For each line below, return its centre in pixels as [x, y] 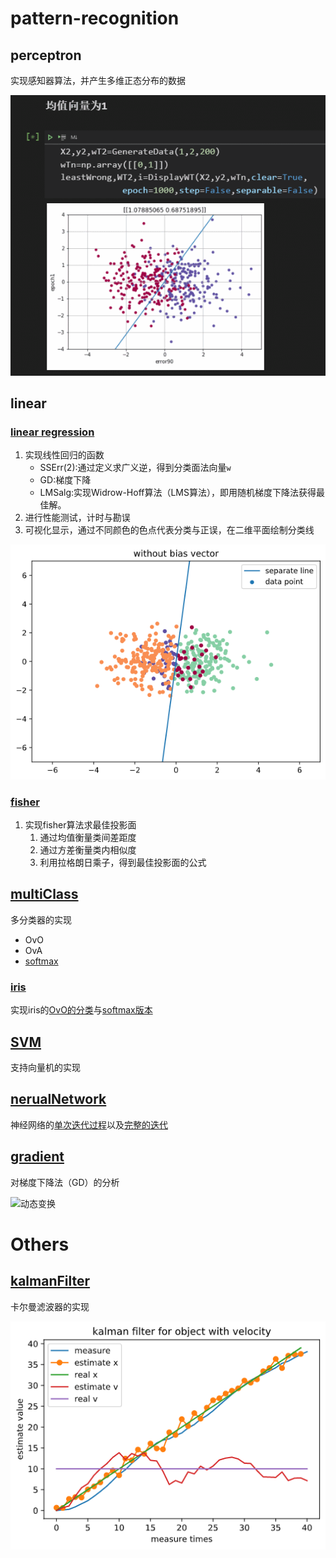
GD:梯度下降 [65, 480]
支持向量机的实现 [45, 1067]
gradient [37, 1157]
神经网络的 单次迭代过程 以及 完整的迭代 [89, 1124]
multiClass [44, 894]
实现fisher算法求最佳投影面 [80, 825]
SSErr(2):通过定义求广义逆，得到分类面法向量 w [135, 468]
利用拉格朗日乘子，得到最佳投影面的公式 [123, 863]
